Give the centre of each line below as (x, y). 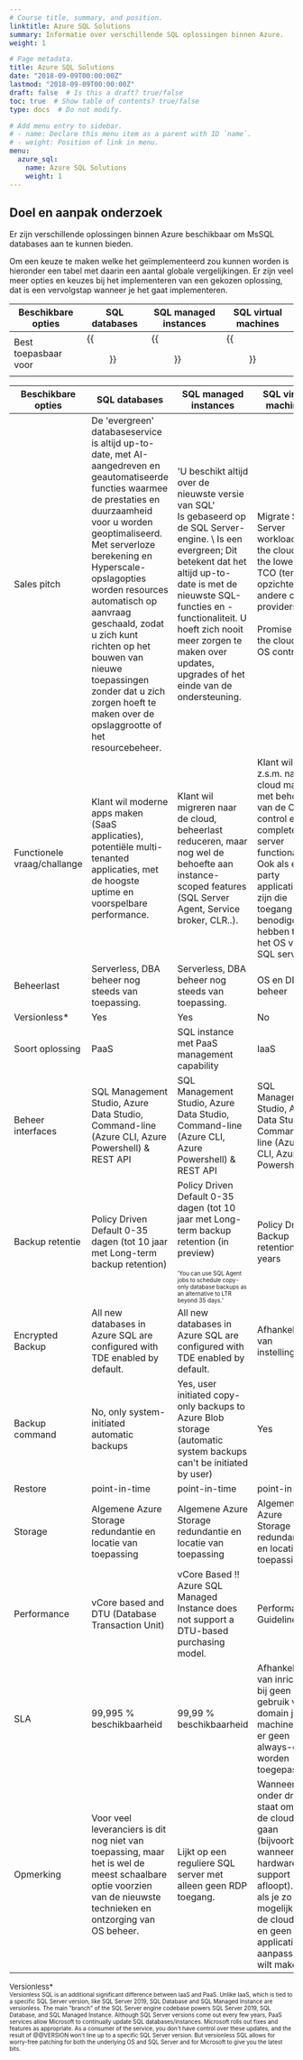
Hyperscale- (119, 568)
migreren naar (207, 808)
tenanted (110, 858)
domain (273, 1714)
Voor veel (112, 1818)
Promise (274, 630)
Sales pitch (37, 585)
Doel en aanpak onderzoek (86, 212)
